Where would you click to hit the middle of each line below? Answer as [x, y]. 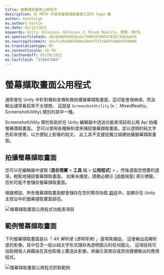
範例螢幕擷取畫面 [31, 226]
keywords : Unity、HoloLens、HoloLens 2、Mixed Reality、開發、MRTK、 [75, 32]
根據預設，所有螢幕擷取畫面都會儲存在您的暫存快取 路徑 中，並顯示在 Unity [80, 193]
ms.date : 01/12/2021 [26, 28]
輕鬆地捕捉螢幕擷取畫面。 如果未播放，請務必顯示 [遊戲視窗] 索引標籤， [86, 176]
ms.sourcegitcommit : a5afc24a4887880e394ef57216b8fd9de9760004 [71, 42]
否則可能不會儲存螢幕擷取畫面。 [37, 182]
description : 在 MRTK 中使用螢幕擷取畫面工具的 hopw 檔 [58, 14]
